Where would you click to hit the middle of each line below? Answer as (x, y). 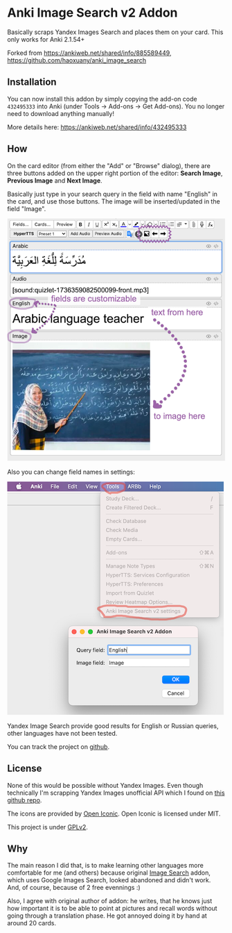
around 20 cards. (32, 923)
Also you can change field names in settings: (71, 472)
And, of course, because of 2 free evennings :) (74, 888)
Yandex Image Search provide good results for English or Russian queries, (113, 726)
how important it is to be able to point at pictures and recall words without (112, 909)
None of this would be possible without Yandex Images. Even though (105, 785)
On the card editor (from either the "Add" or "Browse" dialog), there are (109, 165)
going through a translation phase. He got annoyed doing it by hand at (107, 916)
